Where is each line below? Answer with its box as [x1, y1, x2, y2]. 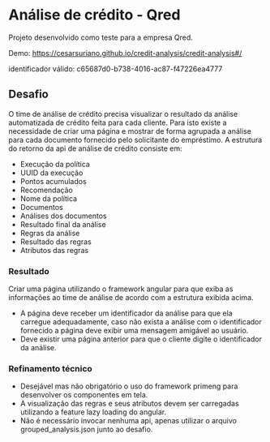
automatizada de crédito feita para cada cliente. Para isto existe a [8, 118, 227, 127]
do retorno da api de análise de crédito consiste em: [8, 144, 182, 153]
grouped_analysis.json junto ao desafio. [19, 424, 153, 435]
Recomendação [19, 185, 73, 195]
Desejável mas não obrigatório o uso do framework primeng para [19, 381, 238, 391]
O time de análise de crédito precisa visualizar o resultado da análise [8, 109, 238, 118]
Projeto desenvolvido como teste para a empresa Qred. [8, 32, 193, 42]
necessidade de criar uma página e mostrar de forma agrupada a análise [8, 126, 251, 135]
